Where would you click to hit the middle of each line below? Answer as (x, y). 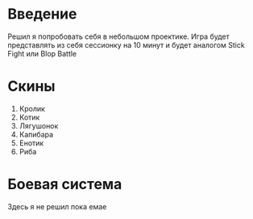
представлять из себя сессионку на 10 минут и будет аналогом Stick (126, 44)
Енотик (31, 143)
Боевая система (65, 185)
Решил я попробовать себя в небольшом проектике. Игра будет (119, 36)
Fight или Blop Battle (42, 53)
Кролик (32, 108)
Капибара (36, 134)
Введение (42, 14)
